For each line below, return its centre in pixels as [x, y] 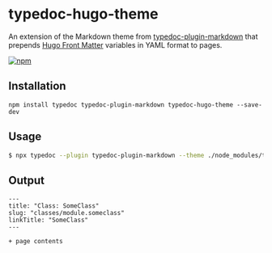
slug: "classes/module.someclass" [67, 213]
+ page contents [36, 242]
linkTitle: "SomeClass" [49, 220]
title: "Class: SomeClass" [54, 206]
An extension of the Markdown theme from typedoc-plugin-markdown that [133, 36]
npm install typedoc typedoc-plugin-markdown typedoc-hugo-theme [121, 105]
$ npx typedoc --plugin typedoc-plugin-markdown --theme [106, 155]
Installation [37, 86]
